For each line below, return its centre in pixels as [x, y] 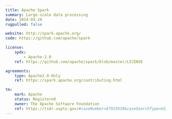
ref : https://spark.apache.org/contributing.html [69, 80]
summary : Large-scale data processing [47, 15]
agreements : [18, 71]
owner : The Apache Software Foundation [57, 104]
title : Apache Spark [27, 10]
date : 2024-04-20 [24, 19]
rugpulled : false [24, 24]
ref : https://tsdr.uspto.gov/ [47, 109]
